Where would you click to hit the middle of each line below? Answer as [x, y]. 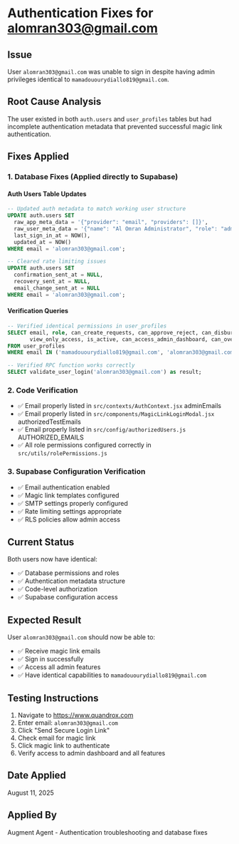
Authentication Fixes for [80, 13]
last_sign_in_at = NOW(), [52, 235]
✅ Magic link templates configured [68, 495]
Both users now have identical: [53, 559]
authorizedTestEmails [49, 422]
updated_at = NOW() [43, 242]
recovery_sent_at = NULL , [52, 282]
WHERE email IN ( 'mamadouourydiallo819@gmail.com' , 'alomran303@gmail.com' [122, 352]
